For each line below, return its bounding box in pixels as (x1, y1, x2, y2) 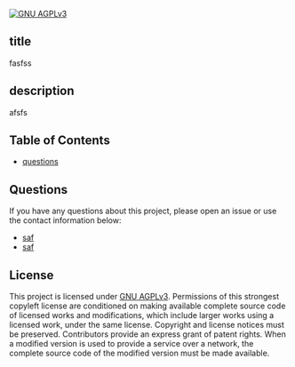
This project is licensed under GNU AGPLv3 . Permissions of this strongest (9, 291, 280, 302)
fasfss (9, 58, 32, 68)
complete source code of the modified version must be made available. (9, 347, 270, 359)
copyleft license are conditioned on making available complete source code (9, 300, 286, 311)
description (9, 84, 75, 99)
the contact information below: (9, 215, 122, 226)
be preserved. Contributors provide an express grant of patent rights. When (9, 329, 287, 339)
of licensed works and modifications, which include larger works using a (9, 310, 275, 321)
